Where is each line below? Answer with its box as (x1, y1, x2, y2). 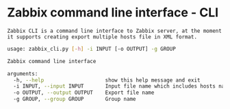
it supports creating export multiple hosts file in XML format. (7, 33, 197, 40)
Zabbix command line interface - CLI (7, 5, 219, 21)
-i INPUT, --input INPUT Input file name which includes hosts (13, 83, 216, 90)
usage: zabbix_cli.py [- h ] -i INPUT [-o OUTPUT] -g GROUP (7, 45, 176, 52)
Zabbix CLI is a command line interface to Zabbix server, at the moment (7, 27, 222, 34)
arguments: (7, 70, 38, 77)
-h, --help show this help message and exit (13, 77, 201, 84)
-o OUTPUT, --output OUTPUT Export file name (13, 89, 155, 97)
